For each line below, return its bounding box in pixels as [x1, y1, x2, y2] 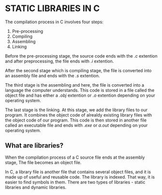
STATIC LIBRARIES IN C [5, 3, 100, 14]
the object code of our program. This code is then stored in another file [5, 117, 147, 123]
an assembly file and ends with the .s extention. [5, 73, 100, 78]
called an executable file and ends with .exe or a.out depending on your [5, 122, 148, 128]
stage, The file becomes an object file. [5, 159, 82, 165]
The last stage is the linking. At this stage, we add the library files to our [5, 107, 148, 113]
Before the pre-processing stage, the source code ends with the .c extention [5, 53, 158, 59]
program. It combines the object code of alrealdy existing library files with [5, 112, 152, 118]
